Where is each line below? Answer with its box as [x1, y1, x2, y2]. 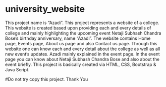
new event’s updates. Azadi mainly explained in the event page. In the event [5, 51, 160, 57]
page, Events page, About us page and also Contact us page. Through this [5, 40, 158, 46]
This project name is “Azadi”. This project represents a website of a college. [5, 20, 160, 26]
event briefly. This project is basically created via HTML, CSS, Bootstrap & [5, 61, 157, 67]
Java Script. [5, 66, 30, 72]
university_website [5, 3, 85, 15]
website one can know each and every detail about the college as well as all [5, 46, 160, 52]
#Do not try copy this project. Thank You [5, 76, 88, 82]
